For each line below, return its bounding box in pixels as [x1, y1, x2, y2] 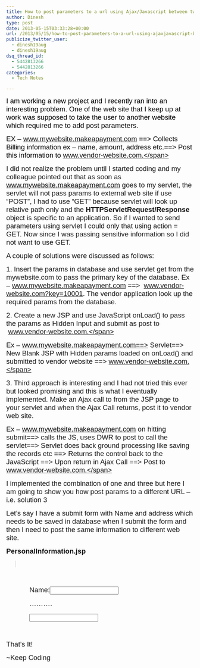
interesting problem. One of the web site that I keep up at [6, 105, 181, 114]
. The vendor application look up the [82, 289, 193, 298]
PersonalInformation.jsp [6, 547, 86, 555]
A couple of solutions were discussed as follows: [6, 251, 155, 260]
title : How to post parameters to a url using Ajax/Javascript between [6, 8, 187, 15]
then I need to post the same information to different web [6, 525, 180, 534]
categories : [6, 70, 36, 76]
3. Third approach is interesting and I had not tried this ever [6, 379, 188, 388]
